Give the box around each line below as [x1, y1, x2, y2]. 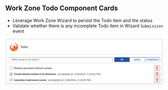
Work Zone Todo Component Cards [5, 4, 118, 13]
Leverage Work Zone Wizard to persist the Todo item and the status [12, 17, 153, 23]
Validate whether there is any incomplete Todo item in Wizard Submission [12, 23, 163, 29]
